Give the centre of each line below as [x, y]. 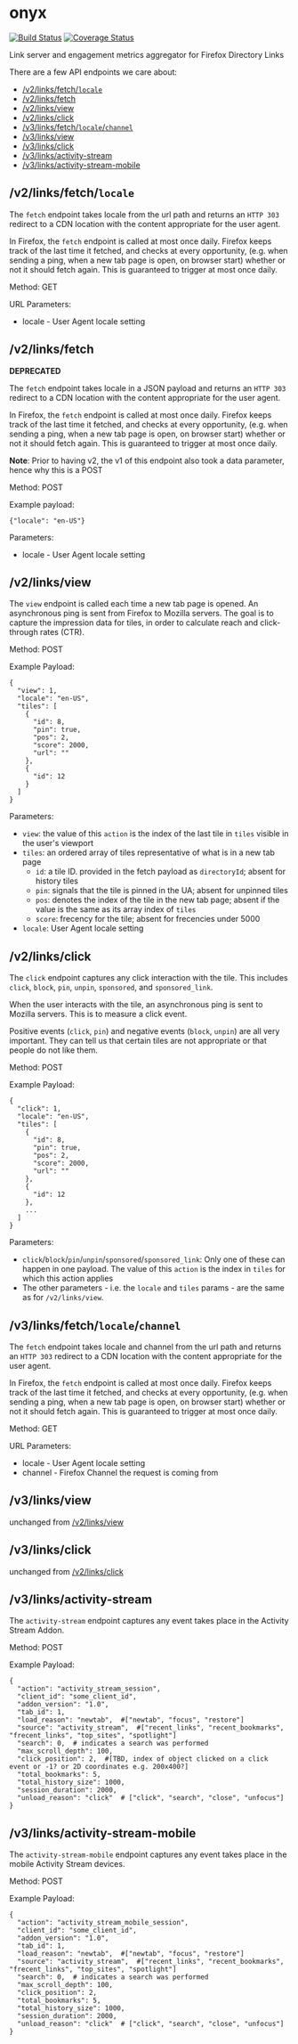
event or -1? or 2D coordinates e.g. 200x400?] [99, 1767]
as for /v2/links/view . [63, 1298]
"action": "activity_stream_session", [89, 1689]
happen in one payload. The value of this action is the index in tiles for [154, 1269]
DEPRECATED [35, 371]
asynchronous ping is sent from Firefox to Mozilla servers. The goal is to [141, 614]
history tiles [56, 881]
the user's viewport [58, 843]
